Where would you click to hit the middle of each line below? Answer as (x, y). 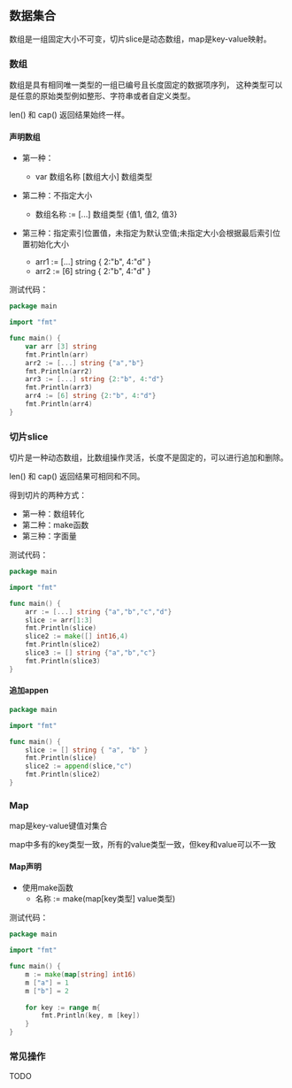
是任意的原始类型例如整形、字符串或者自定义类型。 (102, 96)
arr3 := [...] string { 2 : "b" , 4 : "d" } (95, 379)
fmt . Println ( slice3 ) (63, 661)
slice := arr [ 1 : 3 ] (59, 620)
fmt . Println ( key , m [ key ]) (91, 1015)
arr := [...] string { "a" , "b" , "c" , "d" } (99, 612)
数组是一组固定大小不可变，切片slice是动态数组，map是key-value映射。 (140, 39)
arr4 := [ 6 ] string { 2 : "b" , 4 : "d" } (91, 396)
